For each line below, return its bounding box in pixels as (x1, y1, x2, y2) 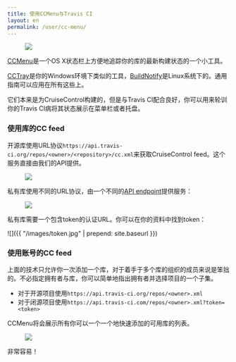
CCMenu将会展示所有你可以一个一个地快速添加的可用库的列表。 (7, 318, 194, 327)
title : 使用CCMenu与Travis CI (7, 10, 93, 18)
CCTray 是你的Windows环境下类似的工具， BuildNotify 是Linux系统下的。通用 (7, 72, 228, 80)
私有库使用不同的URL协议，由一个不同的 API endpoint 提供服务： (7, 187, 192, 195)
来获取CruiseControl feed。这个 (133, 149, 225, 158)
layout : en (7, 17, 39, 24)
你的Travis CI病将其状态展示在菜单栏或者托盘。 (7, 104, 144, 113)
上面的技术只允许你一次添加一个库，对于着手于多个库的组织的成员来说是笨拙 (7, 265, 230, 273)
